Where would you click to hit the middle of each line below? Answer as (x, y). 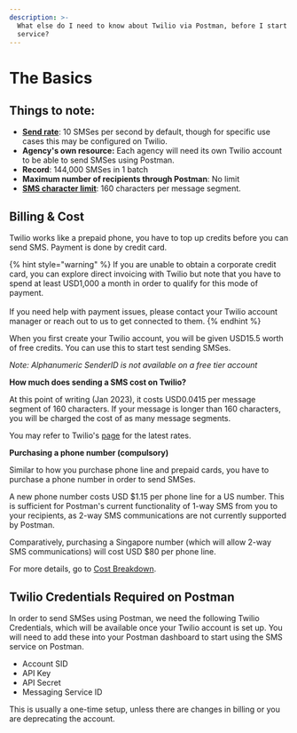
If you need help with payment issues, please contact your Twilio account (143, 312)
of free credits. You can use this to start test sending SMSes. (120, 348)
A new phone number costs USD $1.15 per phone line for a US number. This (147, 497)
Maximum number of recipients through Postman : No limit (131, 179)
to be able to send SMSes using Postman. (98, 160)
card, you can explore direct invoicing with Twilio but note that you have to (145, 274)
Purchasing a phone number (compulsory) (89, 453)
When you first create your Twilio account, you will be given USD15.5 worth (146, 339)
